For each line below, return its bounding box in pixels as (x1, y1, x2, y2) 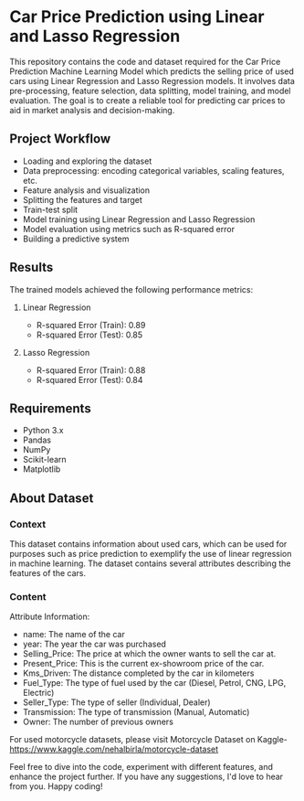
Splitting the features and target (22, 194, 143, 205)
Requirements (9, 400, 91, 416)
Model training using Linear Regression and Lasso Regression (22, 213, 256, 225)
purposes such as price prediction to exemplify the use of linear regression (9, 549, 292, 560)
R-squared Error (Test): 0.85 (36, 329, 143, 340)
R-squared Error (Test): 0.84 (36, 374, 143, 385)
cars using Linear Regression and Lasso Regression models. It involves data (9, 75, 295, 86)
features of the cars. (9, 568, 87, 579)
